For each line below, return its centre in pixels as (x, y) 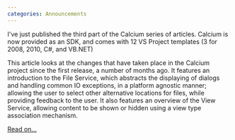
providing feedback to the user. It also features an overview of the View (111, 100)
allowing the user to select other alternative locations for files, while (106, 93)
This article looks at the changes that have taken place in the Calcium (109, 63)
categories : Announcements (47, 14)
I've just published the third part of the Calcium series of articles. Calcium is (118, 34)
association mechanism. (42, 115)
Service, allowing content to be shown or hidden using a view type (104, 107)
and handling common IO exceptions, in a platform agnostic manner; (107, 85)
